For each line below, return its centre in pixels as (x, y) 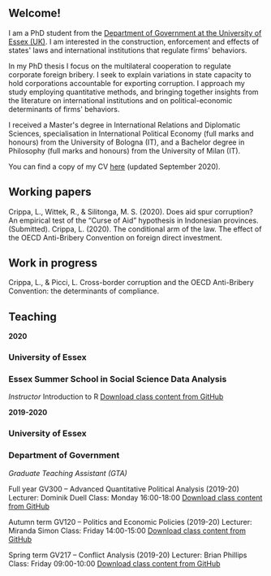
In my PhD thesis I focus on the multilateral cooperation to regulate (120, 66)
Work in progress (53, 263)
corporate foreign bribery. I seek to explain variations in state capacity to (130, 74)
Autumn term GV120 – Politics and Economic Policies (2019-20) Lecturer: (130, 522)
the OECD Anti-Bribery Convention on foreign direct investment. (116, 237)
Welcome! (34, 13)
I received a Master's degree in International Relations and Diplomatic (125, 124)
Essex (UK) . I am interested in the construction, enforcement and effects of (134, 41)
